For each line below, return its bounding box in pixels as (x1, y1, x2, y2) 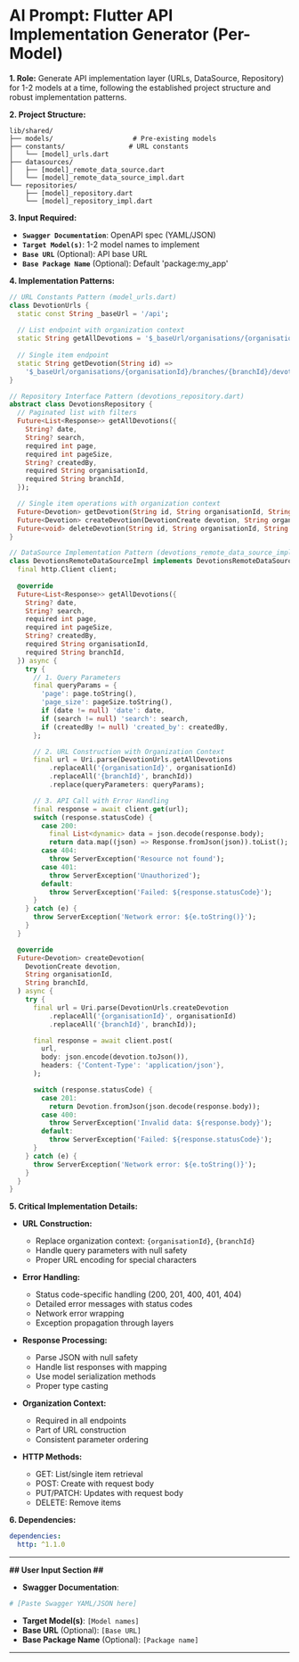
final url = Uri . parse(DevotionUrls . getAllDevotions (32, 755, 233, 764)
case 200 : (41, 821, 77, 830)
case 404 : (41, 846, 77, 855)
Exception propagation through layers (35, 1317, 174, 1328)
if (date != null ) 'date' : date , (41, 706, 166, 715)
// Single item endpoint (17, 351, 109, 360)
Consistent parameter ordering (35, 1434, 149, 1445)
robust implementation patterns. (9, 91, 127, 103)
